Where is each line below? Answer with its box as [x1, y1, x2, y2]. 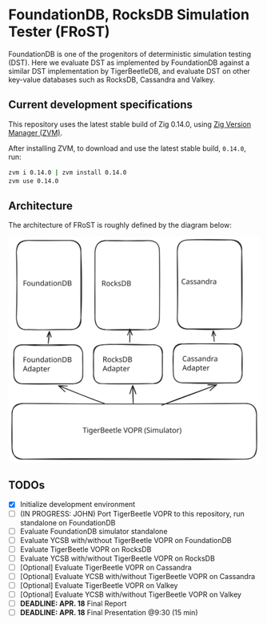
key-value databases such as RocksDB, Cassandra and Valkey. [8, 75, 216, 84]
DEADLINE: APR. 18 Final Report [19, 599, 127, 609]
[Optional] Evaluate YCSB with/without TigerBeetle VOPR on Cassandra [19, 571, 256, 581]
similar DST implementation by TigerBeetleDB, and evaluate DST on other [8, 66, 250, 75]
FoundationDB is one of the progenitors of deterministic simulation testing [8, 49, 252, 59]
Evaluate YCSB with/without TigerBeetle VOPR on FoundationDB [19, 535, 232, 545]
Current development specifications [8, 98, 193, 111]
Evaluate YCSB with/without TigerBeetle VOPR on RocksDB [19, 553, 216, 563]
